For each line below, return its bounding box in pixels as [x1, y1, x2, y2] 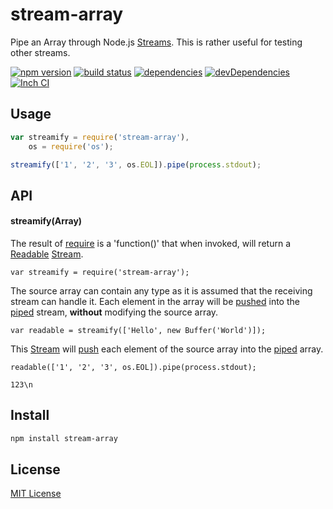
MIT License [10, 488, 62, 500]
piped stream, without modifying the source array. [10, 306, 219, 318]
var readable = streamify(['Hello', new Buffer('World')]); [10, 325, 267, 335]
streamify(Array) [10, 215, 83, 227]
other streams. [10, 46, 71, 58]
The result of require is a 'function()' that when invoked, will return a [10, 237, 291, 249]
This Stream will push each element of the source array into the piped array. [10, 343, 324, 355]
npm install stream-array [10, 433, 118, 443]
